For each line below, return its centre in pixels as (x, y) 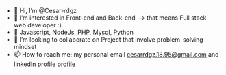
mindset (25, 47)
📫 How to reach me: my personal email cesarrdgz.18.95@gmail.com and (116, 54)
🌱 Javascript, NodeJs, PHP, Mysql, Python (73, 32)
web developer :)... (40, 25)
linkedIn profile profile (45, 64)
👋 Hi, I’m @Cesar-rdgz (45, 11)
